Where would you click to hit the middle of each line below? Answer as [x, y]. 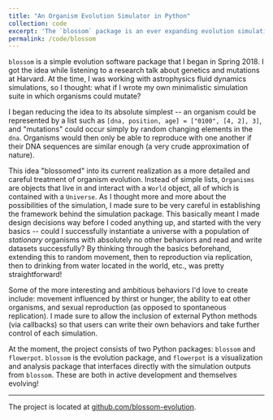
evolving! [24, 383]
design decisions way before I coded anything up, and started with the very [135, 223]
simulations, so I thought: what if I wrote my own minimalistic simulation [128, 88]
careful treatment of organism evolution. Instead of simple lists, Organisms [131, 180]
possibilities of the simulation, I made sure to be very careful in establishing [134, 206]
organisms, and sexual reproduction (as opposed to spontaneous [117, 307]
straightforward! [35, 275]
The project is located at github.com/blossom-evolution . [102, 407]
